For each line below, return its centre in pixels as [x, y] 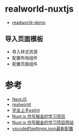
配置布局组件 [25, 58]
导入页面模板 [24, 39]
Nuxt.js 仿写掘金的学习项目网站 [43, 122]
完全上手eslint [26, 110]
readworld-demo [29, 22]
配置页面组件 [25, 64]
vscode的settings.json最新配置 [43, 128]
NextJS [19, 99]
